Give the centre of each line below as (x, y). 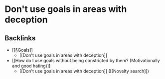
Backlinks (20, 38)
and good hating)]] (31, 66)
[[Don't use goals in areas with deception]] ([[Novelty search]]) (84, 71)
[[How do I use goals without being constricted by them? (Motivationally (86, 60)
